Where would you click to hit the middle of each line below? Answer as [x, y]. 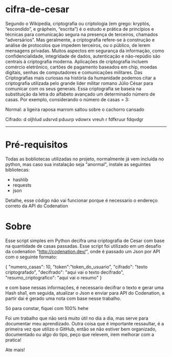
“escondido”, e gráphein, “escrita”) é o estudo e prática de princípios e [80, 29]
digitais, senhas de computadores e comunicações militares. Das [74, 72]
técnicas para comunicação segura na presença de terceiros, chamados [82, 34]
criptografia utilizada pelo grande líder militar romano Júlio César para [79, 83]
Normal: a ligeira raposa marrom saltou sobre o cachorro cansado [75, 109]
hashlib [20, 179]
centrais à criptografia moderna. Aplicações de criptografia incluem [77, 61]
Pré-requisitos [37, 145]
